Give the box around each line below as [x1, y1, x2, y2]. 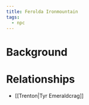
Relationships [6, 72, 75, 86]
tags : [6, 14, 20, 20]
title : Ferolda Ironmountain [6, 8, 78, 15]
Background [6, 45, 68, 59]
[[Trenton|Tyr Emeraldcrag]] [14, 92, 84, 99]
